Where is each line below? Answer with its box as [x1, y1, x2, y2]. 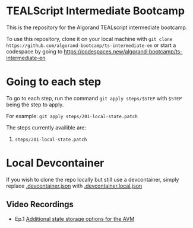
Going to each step [6, 75, 102, 88]
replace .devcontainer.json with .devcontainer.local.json [6, 182, 143, 189]
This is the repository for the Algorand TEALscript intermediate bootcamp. [6, 24, 188, 31]
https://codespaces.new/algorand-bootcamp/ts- [64, 47, 183, 55]
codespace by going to [6, 47, 63, 55]
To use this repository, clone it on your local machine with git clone [6, 35, 173, 42]
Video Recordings [6, 199, 74, 210]
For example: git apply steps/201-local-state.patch [6, 112, 138, 119]
